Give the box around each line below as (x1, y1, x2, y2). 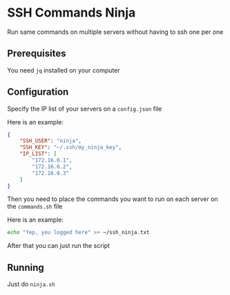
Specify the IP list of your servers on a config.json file (7, 104, 162, 113)
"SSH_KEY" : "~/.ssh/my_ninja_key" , (19, 144, 122, 151)
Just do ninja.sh (7, 280, 55, 288)
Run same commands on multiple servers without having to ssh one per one (7, 28, 224, 36)
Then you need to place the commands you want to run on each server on (7, 195, 219, 203)
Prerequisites (7, 48, 66, 59)
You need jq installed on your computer (7, 66, 120, 74)
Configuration (7, 86, 69, 98)
